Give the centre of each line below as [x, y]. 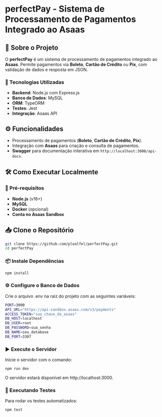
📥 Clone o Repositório [40, 230]
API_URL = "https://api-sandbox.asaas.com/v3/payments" [61, 309]
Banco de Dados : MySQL [37, 98]
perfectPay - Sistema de [55, 9]
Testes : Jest [24, 109]
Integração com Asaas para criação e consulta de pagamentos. [76, 146]
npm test [14, 410]
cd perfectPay [19, 248]
